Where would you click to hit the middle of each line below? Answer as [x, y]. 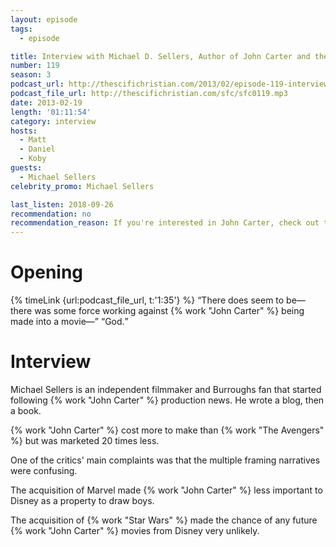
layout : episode [44, 19]
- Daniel [37, 149]
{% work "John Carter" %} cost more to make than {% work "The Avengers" [167, 430]
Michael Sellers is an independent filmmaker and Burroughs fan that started [166, 389]
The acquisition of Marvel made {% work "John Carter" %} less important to [166, 490]
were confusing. [44, 470]
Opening [47, 272]
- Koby [33, 159]
